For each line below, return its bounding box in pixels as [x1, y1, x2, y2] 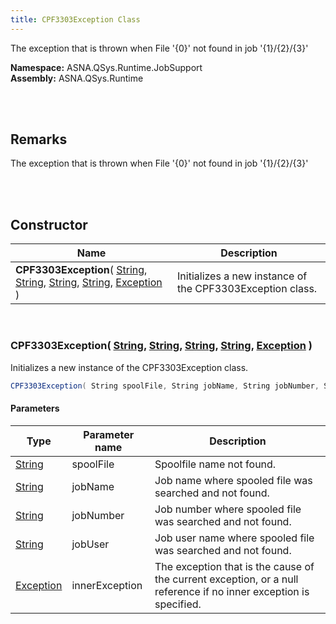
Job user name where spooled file [154, 531, 315, 545]
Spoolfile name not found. [154, 457, 277, 471]
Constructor [10, 216, 88, 233]
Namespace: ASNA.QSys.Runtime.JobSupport [10, 61, 203, 73]
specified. [154, 597, 202, 611]
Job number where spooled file [154, 502, 302, 516]
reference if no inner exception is [154, 584, 310, 598]
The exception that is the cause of [154, 559, 315, 573]
